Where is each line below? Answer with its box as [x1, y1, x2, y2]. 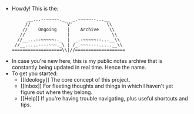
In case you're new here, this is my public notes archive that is [11, 58, 163, 64]
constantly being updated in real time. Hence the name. [11, 64, 146, 71]
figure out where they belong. [20, 89, 93, 96]
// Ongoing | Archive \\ [22, 26, 115, 32]
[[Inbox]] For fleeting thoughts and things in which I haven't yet [20, 82, 173, 89]
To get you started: [11, 70, 58, 77]
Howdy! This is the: [11, 5, 59, 12]
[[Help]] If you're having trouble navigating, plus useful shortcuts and [20, 95, 188, 102]
